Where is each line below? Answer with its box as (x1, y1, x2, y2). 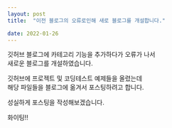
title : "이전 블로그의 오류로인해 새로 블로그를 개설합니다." (7, 17, 166, 24)
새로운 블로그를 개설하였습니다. (7, 59, 94, 68)
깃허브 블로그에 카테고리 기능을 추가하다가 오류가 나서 (7, 50, 156, 59)
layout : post (7, 10, 46, 18)
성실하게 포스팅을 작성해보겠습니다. (7, 98, 104, 107)
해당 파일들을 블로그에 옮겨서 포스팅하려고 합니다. (7, 83, 144, 92)
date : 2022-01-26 (7, 30, 59, 37)
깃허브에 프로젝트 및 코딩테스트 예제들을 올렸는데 (7, 74, 143, 82)
